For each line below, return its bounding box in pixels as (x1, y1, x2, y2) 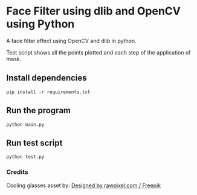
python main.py (6, 121, 45, 128)
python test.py (6, 154, 45, 160)
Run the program (6, 105, 71, 116)
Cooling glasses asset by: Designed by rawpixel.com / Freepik (6, 182, 161, 189)
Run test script (6, 137, 63, 148)
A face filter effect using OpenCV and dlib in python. (6, 37, 137, 44)
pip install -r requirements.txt (6, 89, 91, 95)
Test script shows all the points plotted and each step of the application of (6, 48, 191, 56)
